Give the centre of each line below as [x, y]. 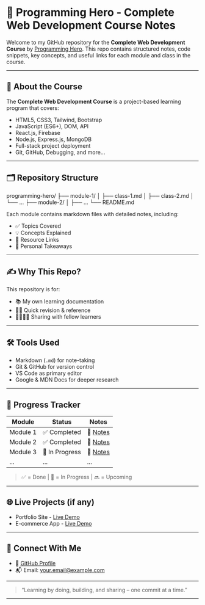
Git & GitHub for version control [55, 367]
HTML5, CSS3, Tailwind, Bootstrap [59, 120]
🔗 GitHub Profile [35, 563]
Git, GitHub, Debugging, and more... [60, 152]
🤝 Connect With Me [44, 549]
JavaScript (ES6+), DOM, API [52, 126]
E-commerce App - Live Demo [53, 523]
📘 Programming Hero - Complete [91, 13]
